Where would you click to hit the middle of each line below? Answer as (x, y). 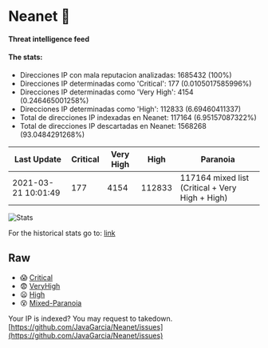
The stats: (26, 57)
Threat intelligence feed (49, 38)
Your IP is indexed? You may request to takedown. (91, 318)
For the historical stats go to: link (62, 233)
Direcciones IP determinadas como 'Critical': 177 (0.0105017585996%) (136, 83)
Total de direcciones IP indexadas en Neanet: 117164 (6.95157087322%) (138, 117)
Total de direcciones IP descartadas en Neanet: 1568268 (113, 126)
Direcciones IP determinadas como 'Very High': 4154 (106, 92)
